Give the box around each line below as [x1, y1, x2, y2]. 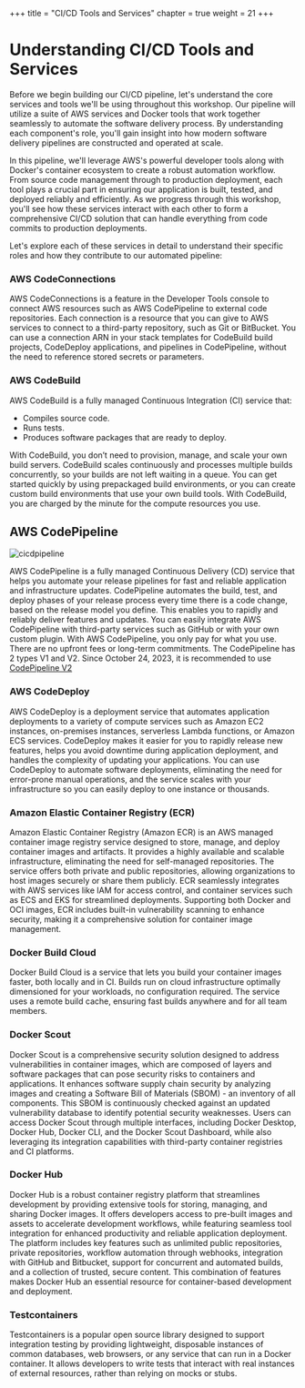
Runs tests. [22, 422, 66, 433]
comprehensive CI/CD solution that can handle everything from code [9, 213, 269, 224]
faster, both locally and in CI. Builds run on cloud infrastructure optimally [9, 977, 280, 988]
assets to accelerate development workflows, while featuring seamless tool [9, 1218, 292, 1229]
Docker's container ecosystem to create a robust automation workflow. [9, 164, 276, 176]
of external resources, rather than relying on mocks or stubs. [9, 1368, 238, 1379]
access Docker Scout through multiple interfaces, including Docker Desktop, [9, 1117, 297, 1128]
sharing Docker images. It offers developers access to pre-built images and [9, 1208, 293, 1219]
